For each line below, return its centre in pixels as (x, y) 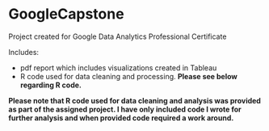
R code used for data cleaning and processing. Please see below (129, 76)
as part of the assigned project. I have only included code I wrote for (125, 109)
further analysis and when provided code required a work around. (121, 117)
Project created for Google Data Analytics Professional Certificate (118, 36)
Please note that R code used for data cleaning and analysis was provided (134, 100)
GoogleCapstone (66, 14)
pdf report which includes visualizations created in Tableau (118, 68)
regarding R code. (51, 85)
